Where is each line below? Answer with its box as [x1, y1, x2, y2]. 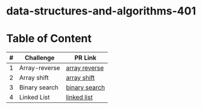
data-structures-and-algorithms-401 [6, 4, 196, 18]
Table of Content [6, 32, 92, 46]
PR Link [74, 54, 96, 62]
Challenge [24, 54, 55, 62]
